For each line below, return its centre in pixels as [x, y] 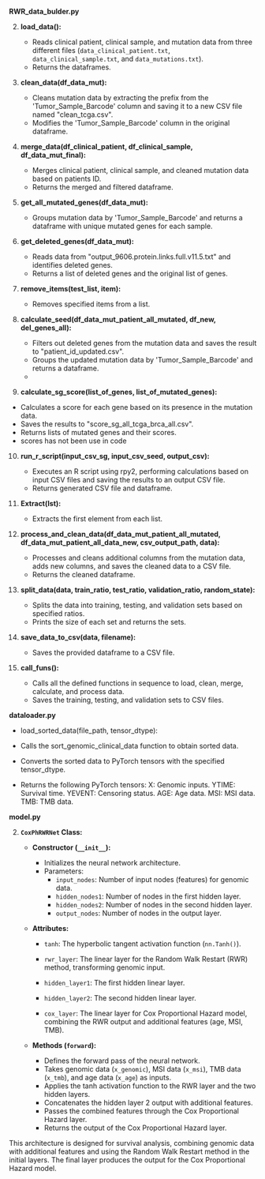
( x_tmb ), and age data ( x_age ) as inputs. [108, 1078]
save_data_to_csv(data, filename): [78, 637]
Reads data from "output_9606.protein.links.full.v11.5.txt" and [131, 257]
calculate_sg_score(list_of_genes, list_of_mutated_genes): [119, 392]
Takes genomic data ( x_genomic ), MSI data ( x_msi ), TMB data [142, 1069]
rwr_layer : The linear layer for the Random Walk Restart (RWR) [146, 959]
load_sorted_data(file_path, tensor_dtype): [89, 730]
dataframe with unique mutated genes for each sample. [122, 226]
